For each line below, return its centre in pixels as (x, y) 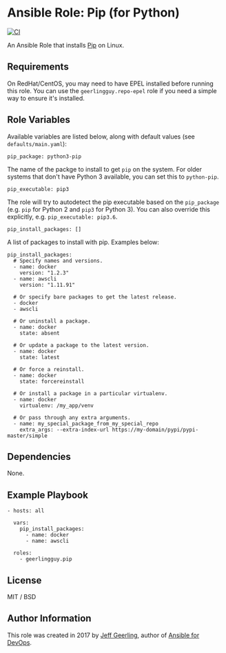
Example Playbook (48, 495)
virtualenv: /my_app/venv (57, 405)
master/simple (28, 436)
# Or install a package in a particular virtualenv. (91, 393)
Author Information (49, 619)
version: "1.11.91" (48, 285)
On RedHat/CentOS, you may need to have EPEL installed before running (110, 83)
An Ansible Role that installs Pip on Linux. (66, 45)
